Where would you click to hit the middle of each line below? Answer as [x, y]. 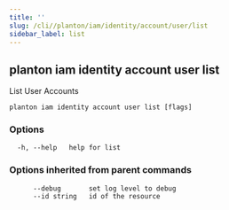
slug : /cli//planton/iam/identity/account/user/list [109, 26]
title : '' [28, 17]
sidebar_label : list [47, 34]
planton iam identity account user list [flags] [101, 107]
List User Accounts [44, 91]
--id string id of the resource [97, 196]
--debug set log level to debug [104, 188]
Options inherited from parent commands [101, 170]
